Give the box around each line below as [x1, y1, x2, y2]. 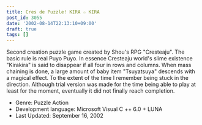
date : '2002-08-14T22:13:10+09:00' [6, 20, 97, 26]
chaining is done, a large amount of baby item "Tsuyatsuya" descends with [6, 68, 196, 75]
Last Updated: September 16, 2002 [15, 112, 104, 120]
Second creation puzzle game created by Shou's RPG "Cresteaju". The [6, 48, 185, 55]
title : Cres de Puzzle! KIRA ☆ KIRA [6, 9, 100, 15]
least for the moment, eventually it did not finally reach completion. [6, 87, 175, 95]
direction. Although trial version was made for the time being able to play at [6, 80, 196, 88]
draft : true [6, 26, 37, 32]
